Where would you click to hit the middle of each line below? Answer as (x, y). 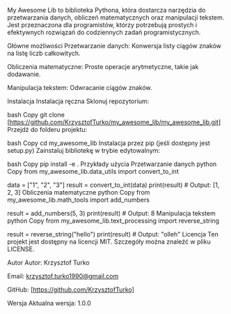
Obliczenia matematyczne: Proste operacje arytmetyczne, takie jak (103, 67)
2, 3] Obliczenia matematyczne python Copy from (79, 192)
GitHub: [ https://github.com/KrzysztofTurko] (71, 290)
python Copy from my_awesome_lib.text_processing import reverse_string (113, 220)
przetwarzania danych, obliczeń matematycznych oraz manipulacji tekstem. (116, 17)
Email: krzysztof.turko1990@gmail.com (63, 276)
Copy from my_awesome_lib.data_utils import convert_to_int (93, 171)
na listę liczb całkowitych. (44, 53)
